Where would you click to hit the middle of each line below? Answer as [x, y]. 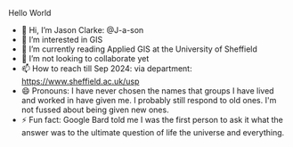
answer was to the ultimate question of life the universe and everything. [153, 132]
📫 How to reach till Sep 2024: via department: [106, 69]
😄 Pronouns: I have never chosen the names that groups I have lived [147, 91]
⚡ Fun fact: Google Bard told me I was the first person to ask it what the [152, 120]
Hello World [30, 13]
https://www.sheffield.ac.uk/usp [80, 81]
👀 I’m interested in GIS [62, 40]
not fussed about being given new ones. [95, 110]
